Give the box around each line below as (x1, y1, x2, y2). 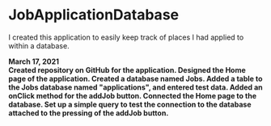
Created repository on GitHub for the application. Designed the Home (8, 65, 247, 74)
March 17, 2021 (8, 57, 59, 66)
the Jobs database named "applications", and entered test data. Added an (8, 82, 263, 92)
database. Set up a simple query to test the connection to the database (8, 99, 252, 109)
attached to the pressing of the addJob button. (8, 107, 169, 118)
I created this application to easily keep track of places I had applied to (8, 32, 244, 42)
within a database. (8, 40, 70, 50)
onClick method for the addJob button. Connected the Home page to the (8, 90, 257, 100)
